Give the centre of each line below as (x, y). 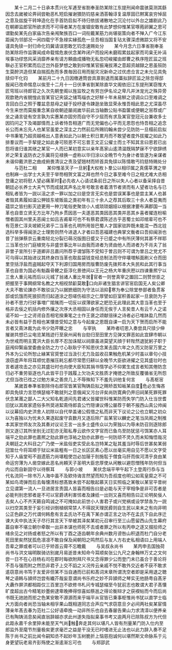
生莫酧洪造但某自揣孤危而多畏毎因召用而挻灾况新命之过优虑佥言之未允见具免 (86, 72)
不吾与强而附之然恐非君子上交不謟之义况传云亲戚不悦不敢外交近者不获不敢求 (86, 565)
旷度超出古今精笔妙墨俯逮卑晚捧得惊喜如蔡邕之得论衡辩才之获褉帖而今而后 (84, 591)
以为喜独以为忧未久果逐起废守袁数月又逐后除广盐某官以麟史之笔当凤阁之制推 (86, 418)
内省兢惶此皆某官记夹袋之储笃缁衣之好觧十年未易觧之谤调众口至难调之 (93, 97)
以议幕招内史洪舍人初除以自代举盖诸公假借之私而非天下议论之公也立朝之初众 (86, 411)
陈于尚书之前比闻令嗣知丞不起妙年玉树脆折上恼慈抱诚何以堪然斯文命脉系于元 (86, 636)
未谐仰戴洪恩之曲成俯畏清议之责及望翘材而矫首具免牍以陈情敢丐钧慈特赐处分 (86, 161)
